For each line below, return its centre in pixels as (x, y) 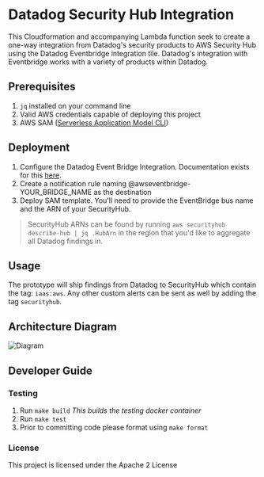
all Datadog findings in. (65, 241)
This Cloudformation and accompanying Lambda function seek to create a (129, 36)
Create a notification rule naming (73, 183)
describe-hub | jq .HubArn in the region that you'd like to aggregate (139, 232)
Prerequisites (42, 87)
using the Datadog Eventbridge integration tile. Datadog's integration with (128, 53)
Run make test (43, 418)
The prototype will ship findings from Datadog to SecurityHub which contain (132, 285)
